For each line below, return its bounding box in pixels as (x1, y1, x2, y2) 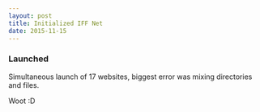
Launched (8, 53, 49, 64)
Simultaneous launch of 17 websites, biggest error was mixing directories (8, 72, 253, 81)
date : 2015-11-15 (8, 27, 67, 35)
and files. (8, 80, 40, 89)
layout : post (8, 11, 53, 20)
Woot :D (8, 96, 36, 106)
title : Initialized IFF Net (8, 19, 104, 27)
